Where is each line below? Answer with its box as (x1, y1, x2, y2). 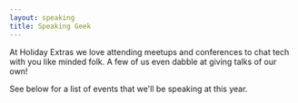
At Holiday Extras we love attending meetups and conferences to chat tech (9, 46, 290, 57)
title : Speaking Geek (9, 22, 92, 31)
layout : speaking (9, 13, 75, 23)
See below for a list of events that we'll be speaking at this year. (9, 83, 248, 94)
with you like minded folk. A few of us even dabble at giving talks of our (9, 56, 277, 67)
